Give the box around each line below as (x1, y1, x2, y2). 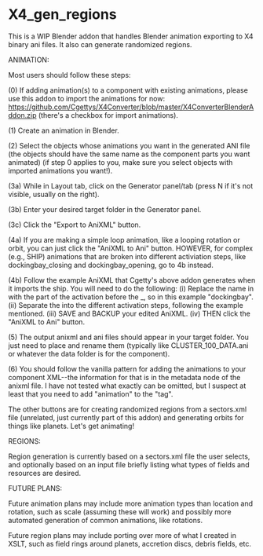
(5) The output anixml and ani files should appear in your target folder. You (8, 332, 250, 342)
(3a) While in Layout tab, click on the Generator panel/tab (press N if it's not (8, 181, 254, 190)
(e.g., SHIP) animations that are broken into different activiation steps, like (8, 251, 247, 261)
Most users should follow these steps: (8, 70, 131, 79)
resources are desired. (8, 468, 82, 477)
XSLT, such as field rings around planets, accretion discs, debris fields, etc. (8, 539, 252, 548)
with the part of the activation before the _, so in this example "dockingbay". (8, 292, 254, 302)
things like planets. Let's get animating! (8, 421, 135, 430)
